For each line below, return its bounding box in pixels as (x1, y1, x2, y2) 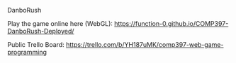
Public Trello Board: (7, 41, 65, 48)
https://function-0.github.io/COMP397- (114, 20, 229, 27)
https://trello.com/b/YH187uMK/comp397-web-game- (66, 41, 224, 48)
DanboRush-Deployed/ (7, 27, 74, 35)
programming (7, 48, 47, 56)
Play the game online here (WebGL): (7, 20, 113, 27)
